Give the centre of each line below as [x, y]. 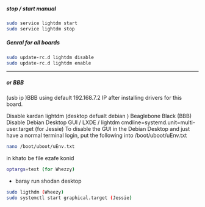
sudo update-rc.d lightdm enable [49, 63]
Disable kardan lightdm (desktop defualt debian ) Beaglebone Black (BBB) [99, 116]
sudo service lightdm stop [41, 29]
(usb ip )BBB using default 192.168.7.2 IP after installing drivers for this [94, 98]
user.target [20, 129]
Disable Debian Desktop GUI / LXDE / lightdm [63, 122]
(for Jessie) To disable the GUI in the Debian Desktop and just [113, 129]
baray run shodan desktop [48, 181]
